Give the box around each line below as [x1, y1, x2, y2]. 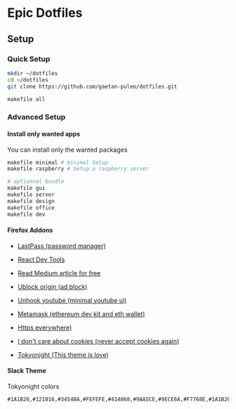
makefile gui [7, 185, 46, 192]
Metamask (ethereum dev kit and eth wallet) [17, 309, 145, 318]
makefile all [7, 96, 46, 103]
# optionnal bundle [7, 178, 65, 186]
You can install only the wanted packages [7, 145, 128, 154]
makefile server [7, 191, 55, 198]
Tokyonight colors [7, 382, 60, 391]
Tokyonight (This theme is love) [17, 350, 109, 359]
